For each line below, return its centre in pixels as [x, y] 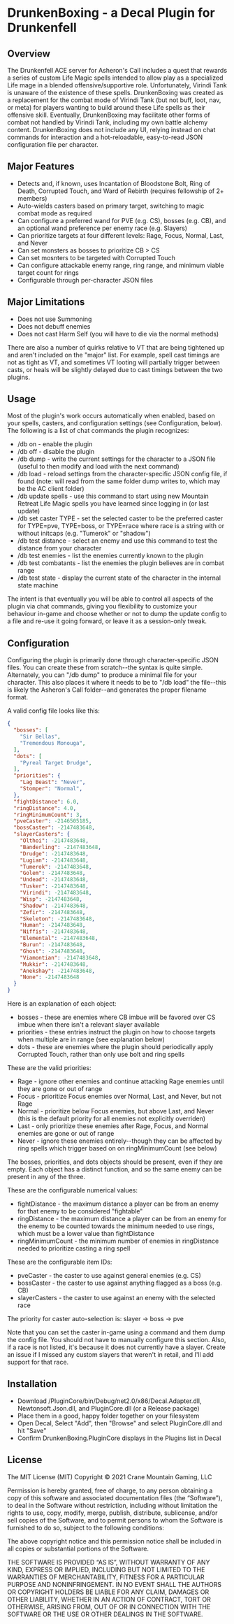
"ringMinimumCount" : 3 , [48, 815]
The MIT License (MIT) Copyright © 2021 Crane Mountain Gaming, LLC [110, 1476]
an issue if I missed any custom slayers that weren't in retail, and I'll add [111, 1354]
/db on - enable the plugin [55, 444]
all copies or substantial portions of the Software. [78, 1548]
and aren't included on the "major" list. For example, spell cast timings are [114, 355]
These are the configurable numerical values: [73, 1190]
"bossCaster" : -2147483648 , [54, 828]
